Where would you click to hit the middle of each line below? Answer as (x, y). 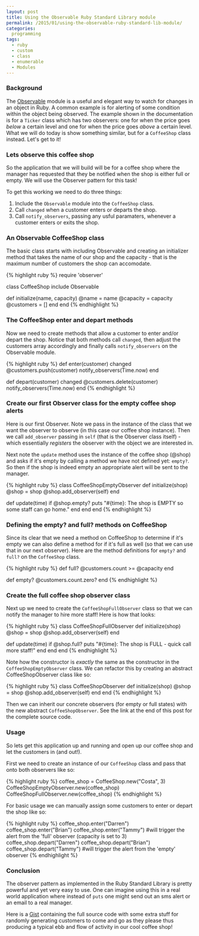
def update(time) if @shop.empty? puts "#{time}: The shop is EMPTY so (95, 503)
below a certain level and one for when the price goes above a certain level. (99, 127)
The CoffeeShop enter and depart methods (70, 320)
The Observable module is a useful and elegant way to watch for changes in (100, 101)
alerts (15, 411)
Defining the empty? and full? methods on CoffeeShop (87, 525)
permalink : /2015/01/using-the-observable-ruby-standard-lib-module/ (94, 23)
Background (24, 88)
